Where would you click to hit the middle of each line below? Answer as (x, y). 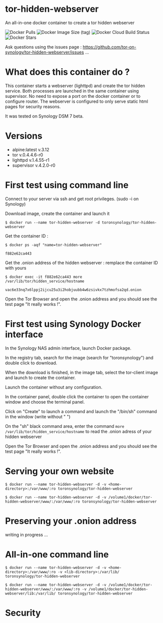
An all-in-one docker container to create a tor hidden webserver (70, 23)
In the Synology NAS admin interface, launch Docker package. (68, 348)
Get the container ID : (27, 236)
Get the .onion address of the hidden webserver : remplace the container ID (81, 263)
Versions (24, 136)
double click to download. (31, 363)
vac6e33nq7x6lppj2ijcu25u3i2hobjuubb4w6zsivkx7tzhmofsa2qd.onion (73, 290)
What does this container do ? (68, 72)
